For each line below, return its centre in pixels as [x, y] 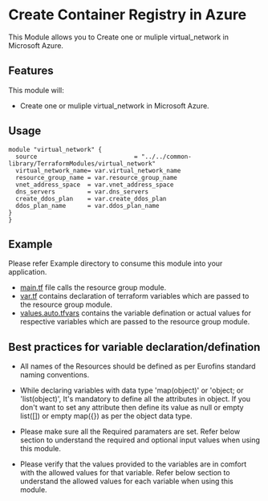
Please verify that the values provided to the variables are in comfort [133, 464]
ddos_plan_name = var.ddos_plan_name [87, 206]
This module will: [36, 90]
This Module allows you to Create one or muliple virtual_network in [118, 37]
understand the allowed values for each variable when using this [127, 481]
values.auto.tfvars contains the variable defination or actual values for [135, 313]
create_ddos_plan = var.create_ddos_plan [91, 198]
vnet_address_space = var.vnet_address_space [95, 185]
